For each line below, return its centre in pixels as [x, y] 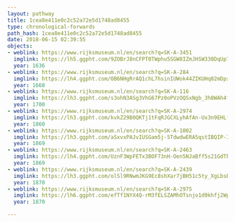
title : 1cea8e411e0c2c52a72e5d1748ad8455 [69, 20]
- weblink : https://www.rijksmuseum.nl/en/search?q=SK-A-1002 [100, 131]
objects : [20, 46]
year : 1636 [29, 66]
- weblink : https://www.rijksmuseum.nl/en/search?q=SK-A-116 [98, 91]
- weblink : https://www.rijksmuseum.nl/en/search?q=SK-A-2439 [100, 169]
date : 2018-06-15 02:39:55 [47, 40]
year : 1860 [29, 124]
